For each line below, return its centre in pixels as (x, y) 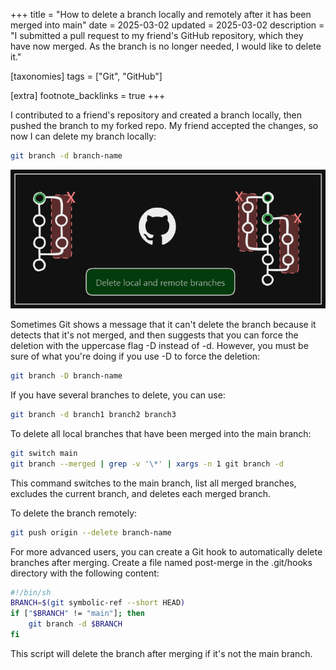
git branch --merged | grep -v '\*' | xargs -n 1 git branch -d (147, 464)
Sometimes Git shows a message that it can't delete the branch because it (163, 325)
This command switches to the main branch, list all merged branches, (153, 483)
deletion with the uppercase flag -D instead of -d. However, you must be (159, 346)
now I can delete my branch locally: (83, 136)
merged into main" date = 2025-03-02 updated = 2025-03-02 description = (167, 25)
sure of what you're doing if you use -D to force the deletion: (135, 356)
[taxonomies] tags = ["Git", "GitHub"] (86, 76)
